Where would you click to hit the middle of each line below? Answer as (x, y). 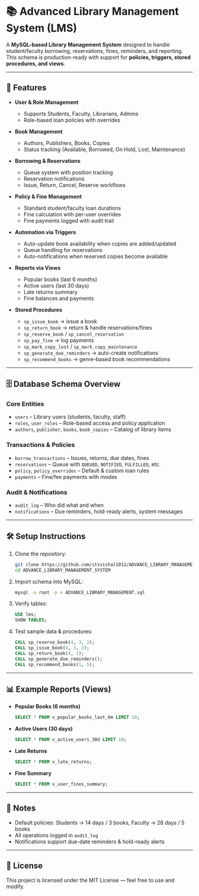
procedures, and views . (36, 64)
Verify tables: (31, 604)
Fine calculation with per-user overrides (72, 214)
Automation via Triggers (45, 232)
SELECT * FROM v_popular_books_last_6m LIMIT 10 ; (77, 717)
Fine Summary (33, 774)
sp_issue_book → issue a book (60, 321)
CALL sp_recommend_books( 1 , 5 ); (54, 664)
